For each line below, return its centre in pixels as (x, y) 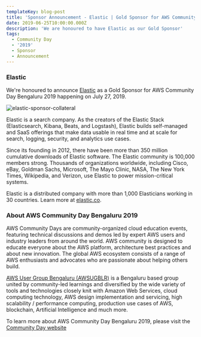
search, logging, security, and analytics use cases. (68, 139)
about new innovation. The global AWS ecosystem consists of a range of (96, 254)
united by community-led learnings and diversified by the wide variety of (96, 284)
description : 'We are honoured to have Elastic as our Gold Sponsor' (95, 28)
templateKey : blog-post (36, 12)
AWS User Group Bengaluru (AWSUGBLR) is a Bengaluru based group (92, 278)
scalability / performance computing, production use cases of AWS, (90, 304)
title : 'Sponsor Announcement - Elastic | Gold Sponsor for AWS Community (101, 17)
